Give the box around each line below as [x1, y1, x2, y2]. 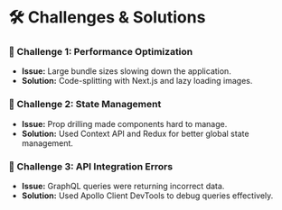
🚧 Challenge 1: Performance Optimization [8, 46, 193, 59]
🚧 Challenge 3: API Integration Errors [8, 160, 174, 172]
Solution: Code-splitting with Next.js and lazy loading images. [21, 76, 253, 87]
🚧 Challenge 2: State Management [8, 98, 162, 111]
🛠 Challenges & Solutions [8, 7, 206, 28]
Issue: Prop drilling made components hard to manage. [21, 118, 228, 129]
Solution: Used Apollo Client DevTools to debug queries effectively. [21, 190, 274, 201]
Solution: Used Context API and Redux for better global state [21, 128, 249, 139]
